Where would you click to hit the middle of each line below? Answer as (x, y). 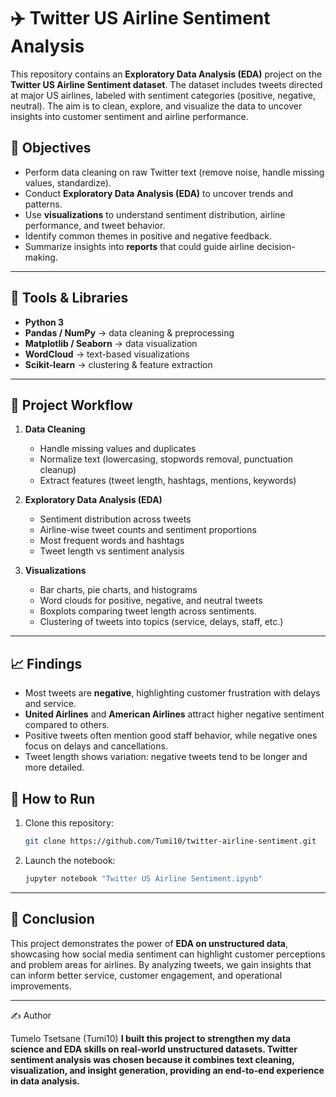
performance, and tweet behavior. (95, 225)
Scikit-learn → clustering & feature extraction (118, 364)
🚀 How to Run (53, 798)
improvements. (41, 986)
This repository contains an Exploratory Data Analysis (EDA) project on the (166, 74)
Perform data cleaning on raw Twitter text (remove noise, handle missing (174, 172)
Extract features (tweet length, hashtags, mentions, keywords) (168, 481)
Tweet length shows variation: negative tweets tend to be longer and (166, 757)
